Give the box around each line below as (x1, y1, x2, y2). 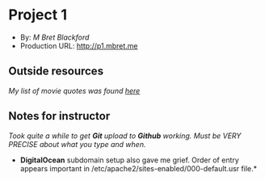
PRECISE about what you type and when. (8, 139, 146, 149)
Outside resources (8, 65, 103, 78)
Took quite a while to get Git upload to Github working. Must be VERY (8, 131, 242, 141)
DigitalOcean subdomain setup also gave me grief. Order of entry (19, 155, 240, 165)
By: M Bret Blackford (19, 32, 90, 42)
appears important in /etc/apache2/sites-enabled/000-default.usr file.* (19, 163, 257, 173)
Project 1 (8, 6, 67, 24)
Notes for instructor (8, 109, 111, 123)
